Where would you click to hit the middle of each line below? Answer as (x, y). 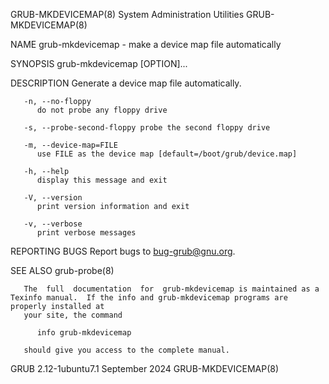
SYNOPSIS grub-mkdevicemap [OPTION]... (99, 63)
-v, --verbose (53, 224)
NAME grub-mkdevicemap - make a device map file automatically (146, 44)
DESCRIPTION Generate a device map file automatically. (126, 83)
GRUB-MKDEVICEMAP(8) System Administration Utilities (127, 14)
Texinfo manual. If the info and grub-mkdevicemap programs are (149, 298)
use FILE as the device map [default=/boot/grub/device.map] (167, 154)
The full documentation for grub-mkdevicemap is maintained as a (171, 289)
